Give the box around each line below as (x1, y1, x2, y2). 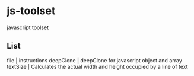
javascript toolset (7, 24, 49, 31)
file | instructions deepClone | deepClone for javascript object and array (7, 56, 183, 64)
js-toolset (7, 4, 56, 18)
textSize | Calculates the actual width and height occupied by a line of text (7, 63, 189, 70)
